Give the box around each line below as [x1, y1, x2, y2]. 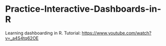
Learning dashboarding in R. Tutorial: [5, 30, 81, 36]
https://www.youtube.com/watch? [82, 30, 152, 36]
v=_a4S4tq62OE [5, 35, 39, 41]
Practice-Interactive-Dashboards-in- [5, 3, 162, 15]
